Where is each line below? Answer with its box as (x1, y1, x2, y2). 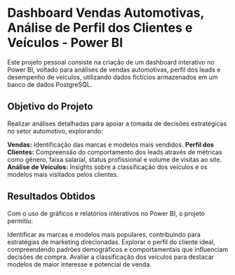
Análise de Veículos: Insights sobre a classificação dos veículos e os (7, 163, 208, 171)
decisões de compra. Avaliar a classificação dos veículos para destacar (7, 253, 215, 261)
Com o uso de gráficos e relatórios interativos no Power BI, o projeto (7, 209, 206, 217)
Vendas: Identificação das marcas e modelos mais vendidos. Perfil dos (7, 140, 214, 149)
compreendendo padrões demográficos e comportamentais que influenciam (7, 245, 229, 253)
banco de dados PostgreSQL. (7, 80, 93, 88)
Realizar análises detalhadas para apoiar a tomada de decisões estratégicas (7, 119, 227, 128)
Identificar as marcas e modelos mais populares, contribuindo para (7, 230, 201, 239)
